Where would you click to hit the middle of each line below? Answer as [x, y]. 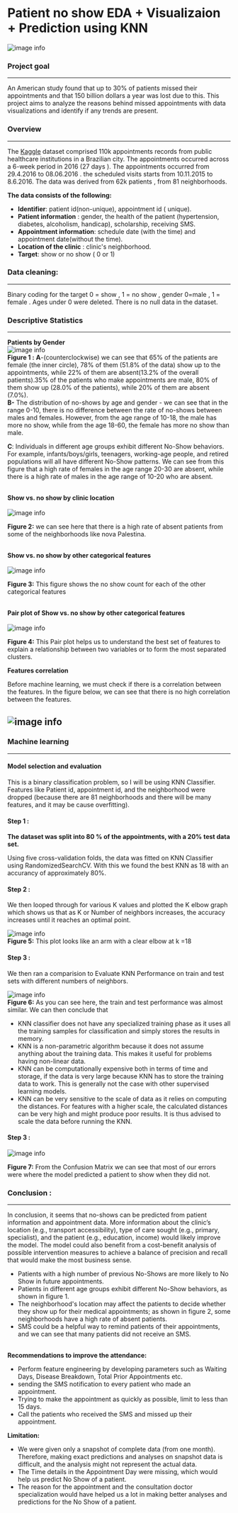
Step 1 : [18, 821]
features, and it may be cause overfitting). [68, 805]
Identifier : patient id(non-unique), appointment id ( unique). [104, 209]
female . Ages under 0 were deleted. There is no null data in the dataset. [113, 302]
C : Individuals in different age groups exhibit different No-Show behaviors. [116, 446]
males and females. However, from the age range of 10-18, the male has [112, 418]
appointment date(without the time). [70, 239]
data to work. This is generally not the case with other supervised [113, 1084]
